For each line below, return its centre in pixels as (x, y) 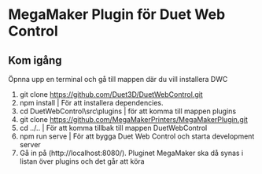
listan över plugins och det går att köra (82, 161)
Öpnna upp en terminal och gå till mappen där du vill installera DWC (118, 79)
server (30, 144)
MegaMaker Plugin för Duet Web (117, 15)
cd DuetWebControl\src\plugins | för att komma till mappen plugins (128, 111)
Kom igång (35, 60)
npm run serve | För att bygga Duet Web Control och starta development (137, 136)
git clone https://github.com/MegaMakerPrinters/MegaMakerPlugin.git (133, 119)
